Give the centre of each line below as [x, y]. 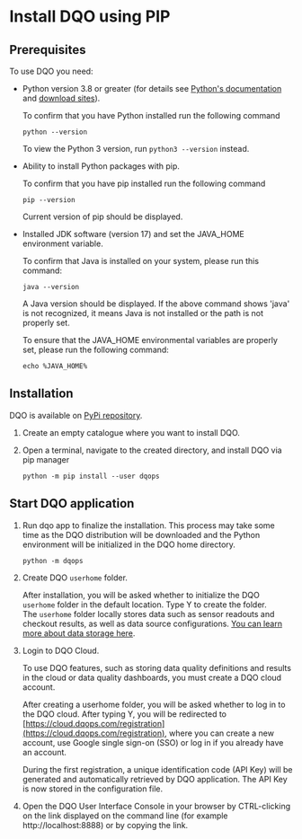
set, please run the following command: [95, 349]
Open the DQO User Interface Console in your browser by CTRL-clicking [156, 806]
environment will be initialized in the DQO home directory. [129, 544]
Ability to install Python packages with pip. [101, 166]
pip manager [46, 459]
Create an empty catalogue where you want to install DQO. [131, 432]
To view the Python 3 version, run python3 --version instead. [136, 149]
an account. [44, 752]
